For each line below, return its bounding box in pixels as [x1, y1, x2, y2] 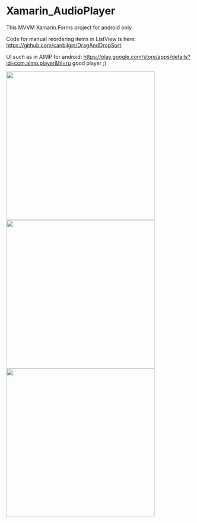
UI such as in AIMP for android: [6, 53, 82, 60]
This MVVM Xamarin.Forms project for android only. [6, 24, 134, 31]
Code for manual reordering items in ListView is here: [6, 35, 136, 42]
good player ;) [72, 59, 107, 67]
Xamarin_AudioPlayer [6, 4, 116, 18]
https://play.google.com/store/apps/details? [83, 53, 191, 60]
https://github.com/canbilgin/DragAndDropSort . [6, 42, 123, 49]
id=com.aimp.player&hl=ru [6, 59, 71, 67]
